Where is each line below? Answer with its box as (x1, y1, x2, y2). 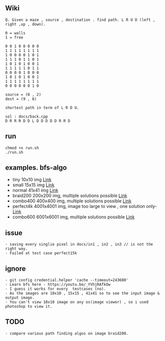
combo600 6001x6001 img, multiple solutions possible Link (12, 214, 135, 220)
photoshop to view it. (5, 304, 52, 309)
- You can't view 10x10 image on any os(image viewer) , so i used (5, 300, 149, 305)
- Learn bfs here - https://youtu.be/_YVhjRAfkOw (5, 282, 111, 287)
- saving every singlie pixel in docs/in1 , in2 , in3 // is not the (5, 242, 153, 247)
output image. (5, 295, 35, 300)
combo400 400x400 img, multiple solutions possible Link (12, 198, 131, 204)
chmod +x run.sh (5, 145, 39, 150)
